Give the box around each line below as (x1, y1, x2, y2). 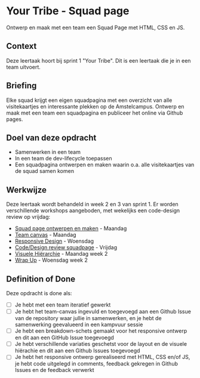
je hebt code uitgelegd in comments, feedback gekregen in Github (14, 360, 178, 367)
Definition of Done (6, 274, 76, 284)
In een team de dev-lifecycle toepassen (14, 155, 112, 162)
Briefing (6, 80, 37, 91)
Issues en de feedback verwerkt (14, 367, 94, 374)
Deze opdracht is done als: (6, 290, 72, 296)
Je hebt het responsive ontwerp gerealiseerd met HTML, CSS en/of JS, (14, 354, 190, 361)
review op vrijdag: (6, 213, 51, 221)
